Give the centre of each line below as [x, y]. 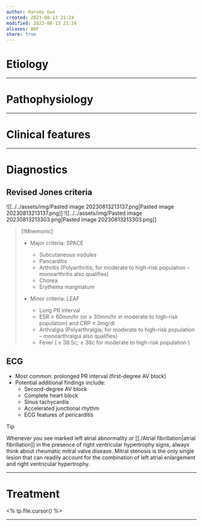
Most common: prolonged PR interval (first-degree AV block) [91, 376]
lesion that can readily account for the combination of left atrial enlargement [101, 457]
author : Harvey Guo [31, 12]
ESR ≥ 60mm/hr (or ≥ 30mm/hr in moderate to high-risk [108, 317]
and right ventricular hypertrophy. [48, 464]
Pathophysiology [50, 100]
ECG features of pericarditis [59, 415]
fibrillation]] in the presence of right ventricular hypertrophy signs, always [98, 444]
